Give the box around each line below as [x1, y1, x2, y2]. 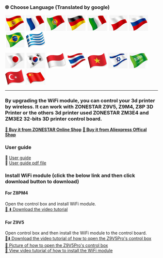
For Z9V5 [5, 219, 24, 225]
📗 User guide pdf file [5, 160, 47, 166]
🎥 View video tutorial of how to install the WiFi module [5, 248, 113, 254]
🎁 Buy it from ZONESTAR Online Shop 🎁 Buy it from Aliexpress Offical [5, 127, 147, 132]
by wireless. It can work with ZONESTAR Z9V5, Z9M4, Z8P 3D [5, 103, 154, 110]
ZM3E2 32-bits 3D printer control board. [5, 115, 102, 122]
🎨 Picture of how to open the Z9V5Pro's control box [5, 242, 108, 248]
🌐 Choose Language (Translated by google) [5, 4, 110, 11]
